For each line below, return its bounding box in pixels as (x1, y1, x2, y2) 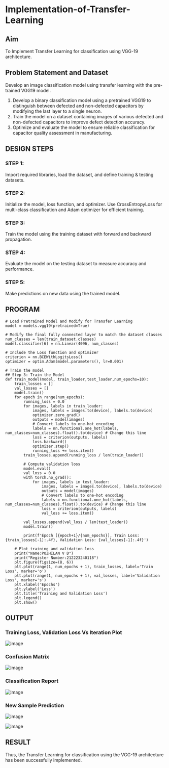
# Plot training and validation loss (14, 546, 94, 551)
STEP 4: (5, 249, 25, 256)
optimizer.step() (32, 444, 70, 449)
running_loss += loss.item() (32, 448, 94, 453)
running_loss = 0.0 (23, 399, 65, 404)
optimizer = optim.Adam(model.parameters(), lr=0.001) (5, 359, 124, 364)
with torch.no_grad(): (23, 475, 72, 480)
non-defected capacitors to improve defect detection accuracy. (12, 119, 146, 125)
